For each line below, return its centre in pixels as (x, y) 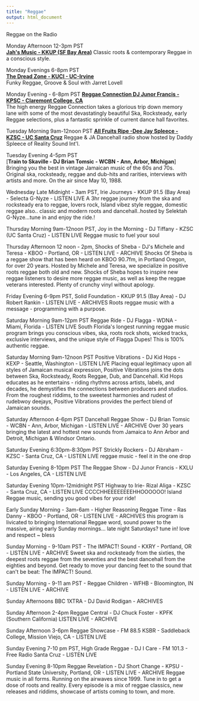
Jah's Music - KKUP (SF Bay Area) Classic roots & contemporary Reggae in (99, 52)
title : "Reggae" (26, 12)
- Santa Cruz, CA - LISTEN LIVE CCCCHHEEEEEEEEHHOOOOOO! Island (94, 492)
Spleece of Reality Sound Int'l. (43, 143)
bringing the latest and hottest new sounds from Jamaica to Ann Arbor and (98, 431)
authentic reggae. (28, 345)
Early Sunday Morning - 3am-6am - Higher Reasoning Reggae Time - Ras (96, 509)
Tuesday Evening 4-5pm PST (42, 155)
